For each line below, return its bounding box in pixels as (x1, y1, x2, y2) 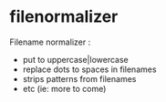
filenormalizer (9, 6, 119, 27)
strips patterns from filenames (22, 73, 137, 84)
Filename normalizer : (9, 36, 91, 47)
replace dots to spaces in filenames (22, 64, 157, 75)
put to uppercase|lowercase (22, 54, 130, 65)
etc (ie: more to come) (22, 83, 107, 94)
